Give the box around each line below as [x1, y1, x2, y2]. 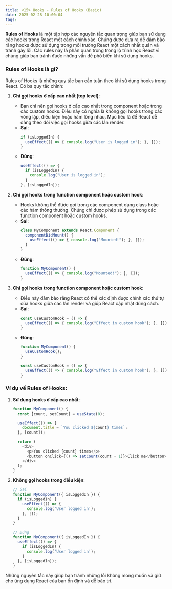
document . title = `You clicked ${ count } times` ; [22, 425, 128, 430]
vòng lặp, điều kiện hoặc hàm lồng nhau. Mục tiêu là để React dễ [20, 113, 157, 120]
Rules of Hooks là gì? [5, 66, 59, 73]
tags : [5, 17, 17, 22]
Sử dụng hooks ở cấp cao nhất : [12, 396, 80, 403]
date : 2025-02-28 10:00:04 [5, 12, 63, 17]
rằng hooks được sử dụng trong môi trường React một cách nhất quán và [5, 42, 159, 48]
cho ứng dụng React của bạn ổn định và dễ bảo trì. [5, 578, 113, 584]
